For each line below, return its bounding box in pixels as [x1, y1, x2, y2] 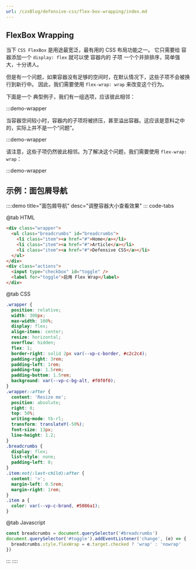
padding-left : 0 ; [11, 460, 54, 465]
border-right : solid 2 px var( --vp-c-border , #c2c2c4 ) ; [11, 351, 148, 357]
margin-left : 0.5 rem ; [11, 481, 64, 487]
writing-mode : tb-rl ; [11, 416, 64, 422]
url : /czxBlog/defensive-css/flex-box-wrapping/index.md [6, 8, 148, 15]
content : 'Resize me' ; [11, 394, 66, 400]
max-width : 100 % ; [11, 318, 54, 324]
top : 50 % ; [11, 410, 35, 416]
